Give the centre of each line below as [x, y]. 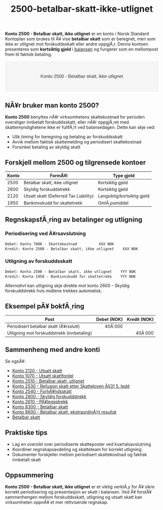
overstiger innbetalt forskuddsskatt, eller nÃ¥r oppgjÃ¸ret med [67, 122]
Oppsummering [29, 475]
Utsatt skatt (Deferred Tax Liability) [59, 196]
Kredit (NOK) [140, 319]
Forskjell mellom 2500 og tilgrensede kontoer [75, 162]
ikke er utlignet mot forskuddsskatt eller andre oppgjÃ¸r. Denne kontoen [77, 44]
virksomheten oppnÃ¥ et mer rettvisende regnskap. [57, 502]
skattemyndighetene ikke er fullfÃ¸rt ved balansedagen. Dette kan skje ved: [80, 127]
